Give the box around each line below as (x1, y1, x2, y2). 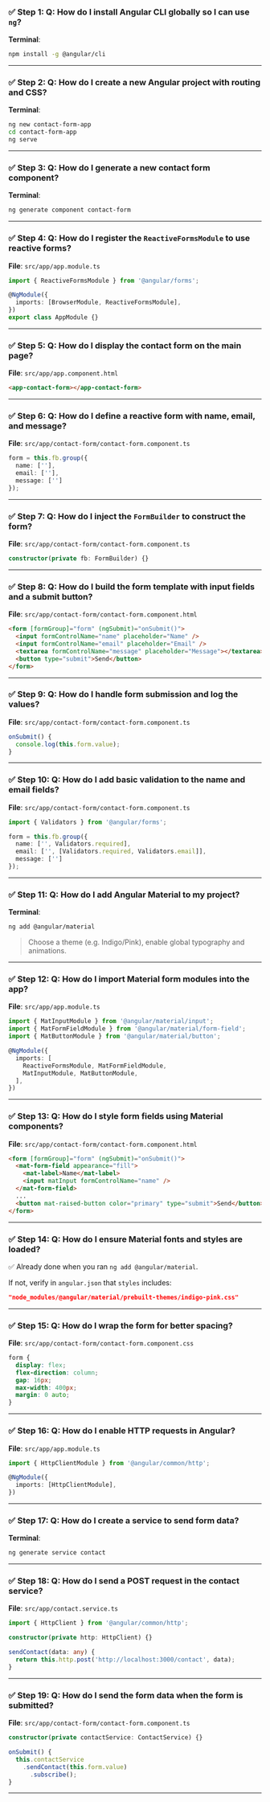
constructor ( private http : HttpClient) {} (8, 1634, 153, 1642)
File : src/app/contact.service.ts (8, 1603, 119, 1613)
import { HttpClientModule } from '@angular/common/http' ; (8, 1459, 211, 1467)
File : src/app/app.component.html (8, 368, 119, 378)
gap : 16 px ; (15, 1376, 52, 1384)
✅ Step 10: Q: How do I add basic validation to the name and (8, 774, 246, 785)
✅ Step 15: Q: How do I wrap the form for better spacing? (8, 1320, 233, 1331)
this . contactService (15, 1755, 84, 1763)
